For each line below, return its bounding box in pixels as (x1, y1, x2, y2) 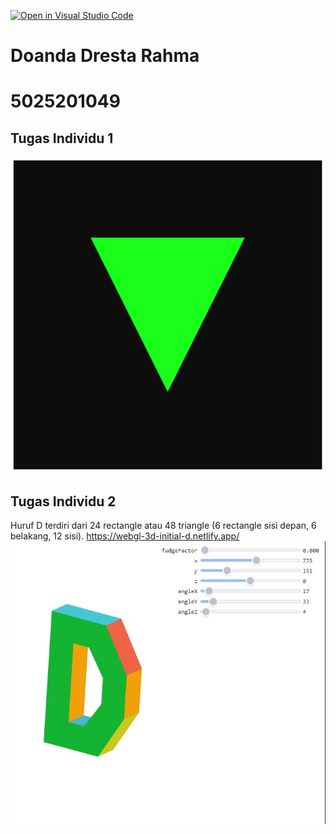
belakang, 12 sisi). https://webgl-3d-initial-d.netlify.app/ (10, 530, 240, 542)
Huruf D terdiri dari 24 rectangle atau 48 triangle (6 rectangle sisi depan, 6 (10, 520, 317, 532)
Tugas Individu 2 (10, 493, 117, 510)
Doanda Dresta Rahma (10, 45, 200, 67)
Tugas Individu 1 (10, 130, 114, 147)
